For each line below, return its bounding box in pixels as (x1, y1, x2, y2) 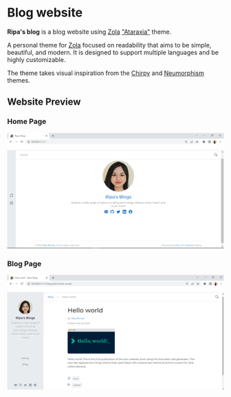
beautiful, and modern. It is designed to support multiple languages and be (7, 48, 219, 56)
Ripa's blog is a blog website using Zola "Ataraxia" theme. (7, 28, 172, 36)
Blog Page (7, 259, 42, 268)
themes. (7, 76, 30, 84)
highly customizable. (7, 55, 66, 63)
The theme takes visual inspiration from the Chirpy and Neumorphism (7, 69, 204, 77)
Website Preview (7, 96, 81, 108)
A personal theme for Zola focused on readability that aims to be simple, (7, 41, 212, 49)
